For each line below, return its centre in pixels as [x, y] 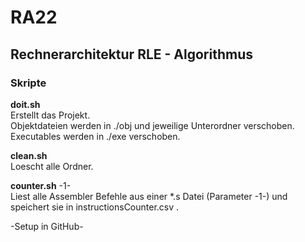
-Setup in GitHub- [47, 226]
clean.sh [29, 155]
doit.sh [25, 104]
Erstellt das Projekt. [50, 115]
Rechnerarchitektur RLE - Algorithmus [131, 54]
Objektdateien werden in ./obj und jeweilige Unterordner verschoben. [152, 125]
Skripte [28, 83]
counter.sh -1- [41, 185]
